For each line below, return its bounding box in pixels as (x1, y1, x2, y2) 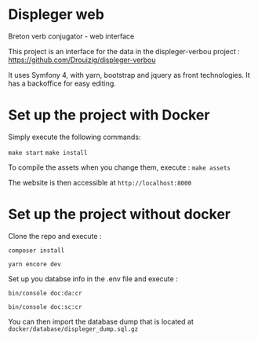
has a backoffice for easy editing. (8, 79, 116, 88)
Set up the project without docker (8, 206, 231, 223)
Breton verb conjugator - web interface (8, 31, 135, 41)
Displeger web (8, 5, 104, 24)
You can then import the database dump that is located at (8, 317, 194, 326)
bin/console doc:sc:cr (8, 302, 82, 311)
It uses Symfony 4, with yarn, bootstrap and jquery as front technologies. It (8, 70, 251, 79)
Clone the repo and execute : (8, 231, 102, 240)
